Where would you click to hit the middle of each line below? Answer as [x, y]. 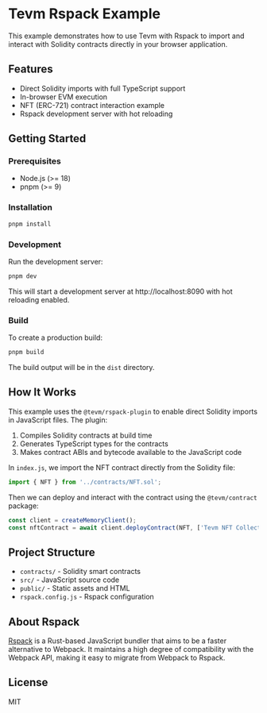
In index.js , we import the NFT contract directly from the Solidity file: [122, 467]
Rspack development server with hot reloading [96, 114]
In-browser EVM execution [64, 97]
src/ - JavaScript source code [70, 580]
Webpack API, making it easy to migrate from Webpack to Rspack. [117, 658]
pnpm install [30, 224]
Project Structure [52, 552]
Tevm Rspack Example [85, 14]
